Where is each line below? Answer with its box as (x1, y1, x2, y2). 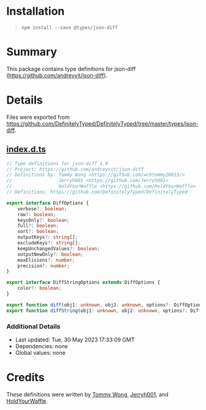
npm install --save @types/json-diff (21, 25, 118, 31)
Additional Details (6, 322, 61, 330)
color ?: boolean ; (17, 285, 62, 292)
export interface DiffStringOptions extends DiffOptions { (6, 279, 161, 286)
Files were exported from (6, 113, 70, 121)
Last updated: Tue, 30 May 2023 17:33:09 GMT (15, 336, 135, 343)
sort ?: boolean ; (17, 229, 59, 235)
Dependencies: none (15, 342, 69, 350)
